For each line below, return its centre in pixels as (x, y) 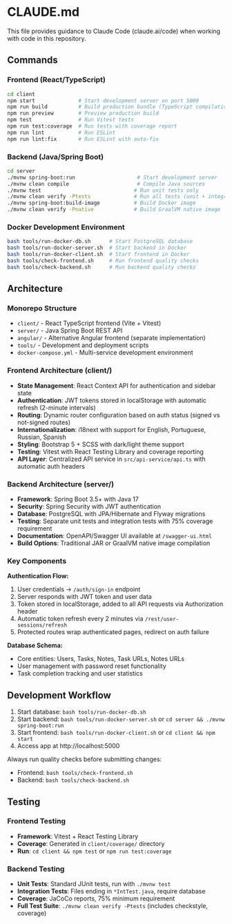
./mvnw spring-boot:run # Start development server (112, 177)
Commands (33, 60)
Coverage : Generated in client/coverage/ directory (91, 843)
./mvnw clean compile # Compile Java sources (106, 184)
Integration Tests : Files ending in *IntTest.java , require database (111, 892)
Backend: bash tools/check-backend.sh (73, 780)
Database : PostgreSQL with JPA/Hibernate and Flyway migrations (111, 514)
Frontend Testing (37, 821)
